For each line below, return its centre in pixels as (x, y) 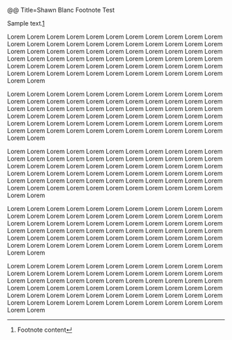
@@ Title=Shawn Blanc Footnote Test (61, 10)
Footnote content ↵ (45, 330)
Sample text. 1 (26, 23)
